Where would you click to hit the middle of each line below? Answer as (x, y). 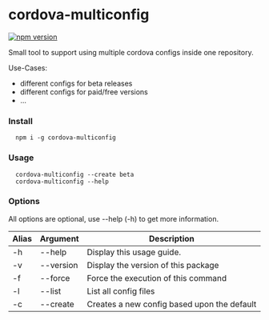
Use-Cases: (28, 68)
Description (172, 238)
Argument (59, 238)
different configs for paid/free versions (84, 92)
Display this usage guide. (134, 252)
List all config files (121, 291)
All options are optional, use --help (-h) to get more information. (113, 218)
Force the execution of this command (157, 278)
